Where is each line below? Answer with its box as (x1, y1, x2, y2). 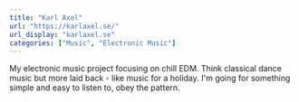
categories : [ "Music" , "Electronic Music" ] (9, 38, 177, 48)
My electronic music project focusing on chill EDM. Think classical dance (9, 63, 283, 74)
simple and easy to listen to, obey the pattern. (9, 82, 180, 93)
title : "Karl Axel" (9, 13, 83, 23)
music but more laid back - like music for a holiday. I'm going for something (9, 73, 291, 84)
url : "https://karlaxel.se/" (9, 22, 120, 31)
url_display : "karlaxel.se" (9, 30, 116, 39)
